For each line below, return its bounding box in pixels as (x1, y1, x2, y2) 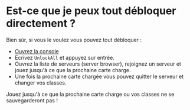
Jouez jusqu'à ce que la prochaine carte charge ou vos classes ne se (6, 90, 175, 98)
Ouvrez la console (14, 47, 59, 54)
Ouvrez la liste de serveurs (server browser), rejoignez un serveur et (14, 60, 182, 67)
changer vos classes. (14, 79, 67, 86)
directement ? (6, 17, 76, 30)
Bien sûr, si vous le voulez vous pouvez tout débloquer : (6, 36, 142, 43)
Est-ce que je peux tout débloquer (6, 4, 176, 18)
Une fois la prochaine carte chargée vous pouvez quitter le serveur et (14, 73, 184, 80)
